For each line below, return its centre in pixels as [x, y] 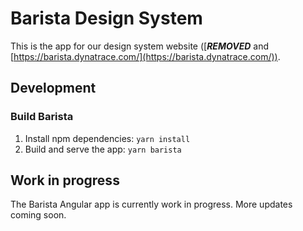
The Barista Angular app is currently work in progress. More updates [151, 204]
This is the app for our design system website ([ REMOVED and [139, 46]
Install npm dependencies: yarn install [107, 138]
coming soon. [38, 215]
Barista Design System [106, 18]
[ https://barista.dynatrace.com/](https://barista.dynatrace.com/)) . [145, 56]
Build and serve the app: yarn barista [103, 149]
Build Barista [42, 117]
